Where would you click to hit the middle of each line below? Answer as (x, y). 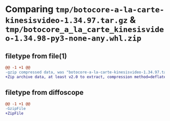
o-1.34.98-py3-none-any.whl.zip (73, 38)
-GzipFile (16, 109)
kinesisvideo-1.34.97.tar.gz (67, 21)
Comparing (29, 9)
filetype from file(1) (36, 56)
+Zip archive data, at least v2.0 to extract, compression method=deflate (86, 77)
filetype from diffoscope (45, 93)
